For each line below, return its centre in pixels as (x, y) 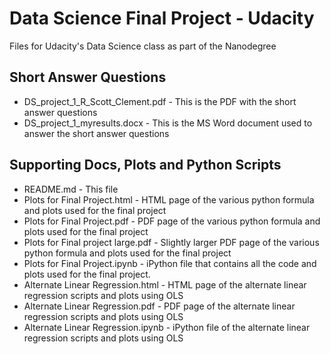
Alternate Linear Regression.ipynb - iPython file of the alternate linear (167, 327)
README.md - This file (71, 189)
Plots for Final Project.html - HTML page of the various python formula (169, 199)
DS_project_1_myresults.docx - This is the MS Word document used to (168, 123)
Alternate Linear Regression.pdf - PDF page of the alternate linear (159, 306)
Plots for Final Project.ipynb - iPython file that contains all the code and (170, 263)
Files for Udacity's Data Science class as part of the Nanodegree (143, 46)
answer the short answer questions (96, 133)
